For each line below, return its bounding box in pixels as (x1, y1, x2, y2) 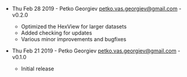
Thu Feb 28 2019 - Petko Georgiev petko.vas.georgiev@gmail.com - (11, 5, 182, 12)
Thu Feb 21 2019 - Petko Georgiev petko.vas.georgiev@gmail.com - (11, 47, 181, 54)
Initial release (21, 65, 54, 72)
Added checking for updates (21, 29, 92, 36)
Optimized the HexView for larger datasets (21, 23, 127, 30)
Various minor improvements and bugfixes (21, 36, 127, 42)
